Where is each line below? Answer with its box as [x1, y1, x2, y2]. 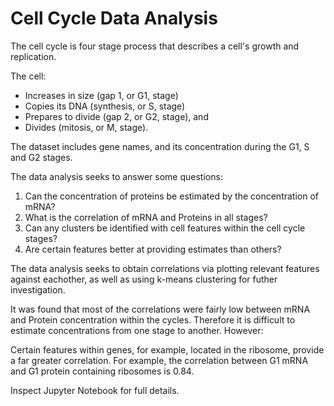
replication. [10, 50, 57, 62]
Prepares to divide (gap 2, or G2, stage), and [24, 110, 209, 122]
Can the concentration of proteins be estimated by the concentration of [24, 190, 320, 202]
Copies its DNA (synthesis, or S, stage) [24, 100, 186, 112]
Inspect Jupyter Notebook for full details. [10, 384, 180, 396]
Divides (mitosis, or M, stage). [24, 121, 149, 133]
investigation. [10, 283, 66, 296]
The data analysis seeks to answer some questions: [10, 170, 223, 182]
